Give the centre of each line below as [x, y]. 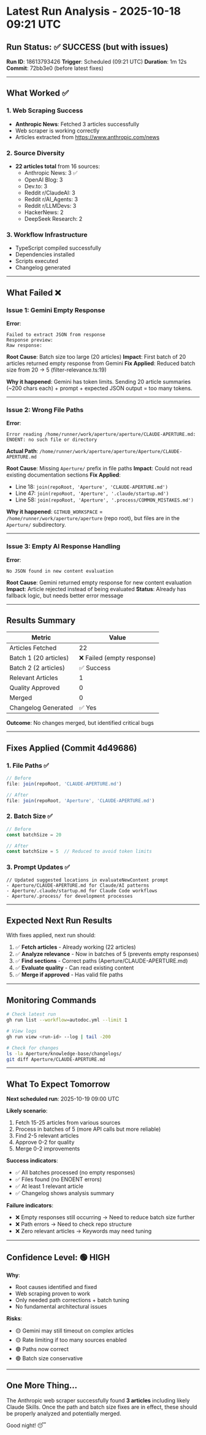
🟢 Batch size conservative [49, 1358]
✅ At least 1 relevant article [49, 1186]
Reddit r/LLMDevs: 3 [50, 205]
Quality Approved [35, 688]
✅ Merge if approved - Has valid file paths [69, 975]
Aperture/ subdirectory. [36, 525]
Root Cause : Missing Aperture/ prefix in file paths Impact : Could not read [99, 469]
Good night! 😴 [26, 1425]
